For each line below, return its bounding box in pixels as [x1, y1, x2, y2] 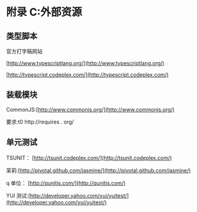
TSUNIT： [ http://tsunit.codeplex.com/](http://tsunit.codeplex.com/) [6, 154, 172, 161]
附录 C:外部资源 [6, 5, 82, 19]
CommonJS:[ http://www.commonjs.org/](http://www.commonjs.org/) [6, 106, 175, 113]
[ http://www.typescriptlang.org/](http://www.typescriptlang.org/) [6, 60, 164, 67]
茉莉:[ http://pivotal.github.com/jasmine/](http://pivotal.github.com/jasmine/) [6, 167, 191, 174]
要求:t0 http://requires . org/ [6, 118, 74, 125]
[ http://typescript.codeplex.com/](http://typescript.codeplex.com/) [6, 71, 169, 78]
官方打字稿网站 [6, 48, 43, 55]
